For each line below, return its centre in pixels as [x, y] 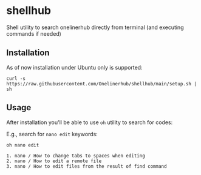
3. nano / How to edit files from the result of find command [87, 166]
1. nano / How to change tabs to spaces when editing [76, 156]
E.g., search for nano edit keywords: [52, 134]
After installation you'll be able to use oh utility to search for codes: [90, 122]
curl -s [16, 78]
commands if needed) [34, 33]
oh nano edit [23, 145]
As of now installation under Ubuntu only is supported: [74, 67]
